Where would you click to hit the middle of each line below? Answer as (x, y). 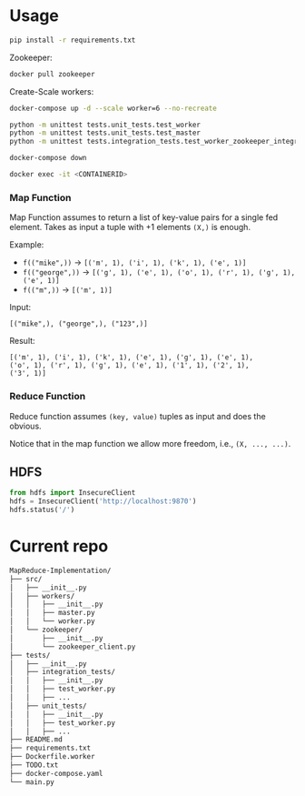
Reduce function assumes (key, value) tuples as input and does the (138, 416)
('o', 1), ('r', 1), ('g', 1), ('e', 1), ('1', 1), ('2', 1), (129, 366)
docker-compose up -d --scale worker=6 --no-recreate (113, 108)
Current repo (59, 546)
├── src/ (26, 579)
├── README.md (36, 740)
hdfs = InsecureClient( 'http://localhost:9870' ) (103, 501)
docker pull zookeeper (52, 74)
